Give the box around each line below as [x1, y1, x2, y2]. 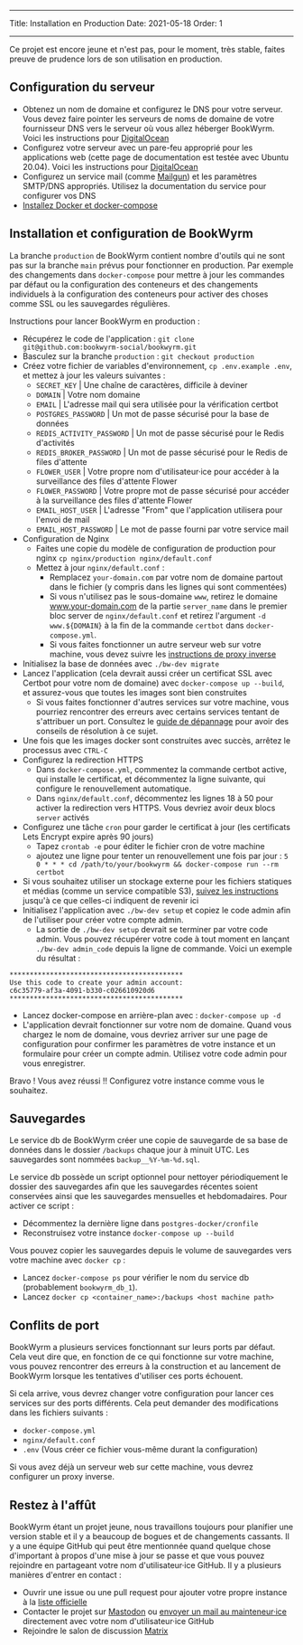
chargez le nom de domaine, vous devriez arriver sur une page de [22, 1028, 269, 1040]
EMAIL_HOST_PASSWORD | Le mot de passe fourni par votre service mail [35, 524, 289, 534]
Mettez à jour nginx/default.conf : [35, 562, 165, 572]
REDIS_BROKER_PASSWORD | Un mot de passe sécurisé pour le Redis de [35, 447, 289, 458]
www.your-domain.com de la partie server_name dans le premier [49, 600, 288, 611]
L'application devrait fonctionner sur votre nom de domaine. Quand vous [22, 1019, 292, 1030]
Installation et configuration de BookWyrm [9, 226, 254, 241]
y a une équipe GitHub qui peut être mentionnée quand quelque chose [9, 1541, 271, 1552]
